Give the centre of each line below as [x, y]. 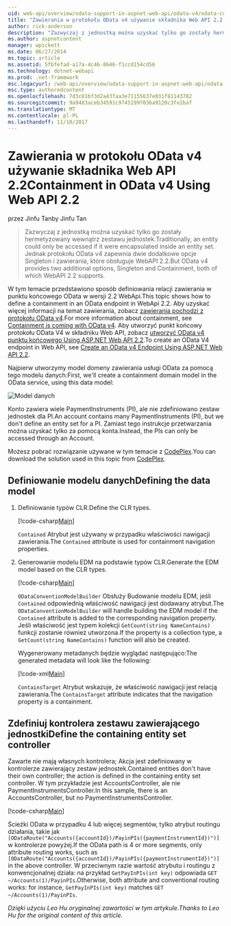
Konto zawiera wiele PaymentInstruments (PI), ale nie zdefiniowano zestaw [114, 409]
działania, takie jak [34, 832]
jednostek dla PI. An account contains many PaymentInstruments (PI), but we [116, 417]
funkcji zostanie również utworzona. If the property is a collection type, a [120, 633]
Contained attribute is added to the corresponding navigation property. [117, 618]
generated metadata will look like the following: [84, 660]
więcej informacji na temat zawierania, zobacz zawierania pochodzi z [106, 311]
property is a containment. [55, 702]
